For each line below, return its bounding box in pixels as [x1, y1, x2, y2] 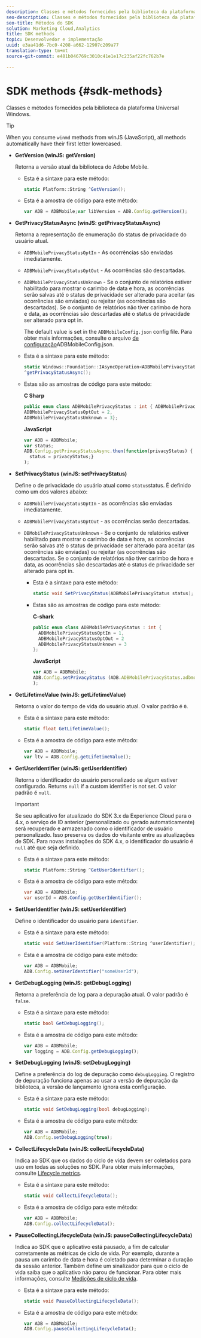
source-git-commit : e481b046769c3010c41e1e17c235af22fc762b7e [6, 53, 165, 59]
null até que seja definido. [14, 844, 81, 851]
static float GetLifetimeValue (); [23, 726, 110, 732]
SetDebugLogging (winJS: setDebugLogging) [14, 1059, 131, 1066]
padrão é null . [14, 789, 51, 796]
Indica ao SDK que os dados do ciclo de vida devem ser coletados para [14, 1157, 191, 1164]
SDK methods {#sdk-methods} [6, 84, 163, 97]
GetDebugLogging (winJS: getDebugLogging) [14, 979, 132, 986]
